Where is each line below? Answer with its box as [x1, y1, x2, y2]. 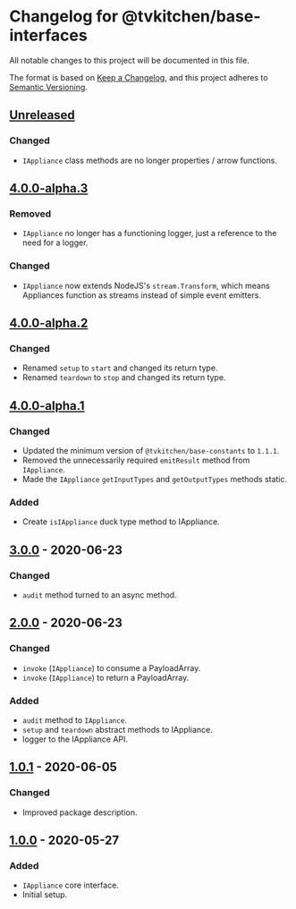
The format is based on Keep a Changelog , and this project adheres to [9, 72, 268, 82]
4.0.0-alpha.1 [9, 398, 85, 413]
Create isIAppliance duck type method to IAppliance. [21, 516, 221, 527]
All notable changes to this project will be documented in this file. [9, 55, 250, 65]
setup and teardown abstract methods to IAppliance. [21, 724, 213, 735]
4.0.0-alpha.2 [9, 316, 89, 330]
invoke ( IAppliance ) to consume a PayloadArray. [21, 662, 201, 673]
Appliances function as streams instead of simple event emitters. [21, 289, 262, 301]
